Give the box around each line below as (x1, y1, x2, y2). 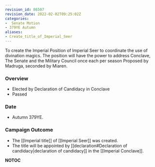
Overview (5, 75, 29, 82)
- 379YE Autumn (5, 25, 36, 30)
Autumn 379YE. (12, 115, 44, 120)
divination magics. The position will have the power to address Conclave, (5, 52, 151, 58)
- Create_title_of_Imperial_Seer (5, 34, 73, 39)
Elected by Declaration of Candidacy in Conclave (12, 86, 110, 92)
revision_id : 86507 (5, 7, 45, 12)
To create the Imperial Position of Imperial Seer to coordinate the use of (5, 47, 148, 53)
